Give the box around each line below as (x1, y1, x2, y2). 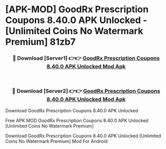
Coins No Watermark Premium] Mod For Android (5, 138, 108, 144)
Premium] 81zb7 (5, 36, 76, 48)
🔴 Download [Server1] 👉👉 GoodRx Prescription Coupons (12, 55, 160, 62)
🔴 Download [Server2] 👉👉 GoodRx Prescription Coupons (12, 88, 160, 95)
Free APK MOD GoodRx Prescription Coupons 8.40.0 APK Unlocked (5, 117, 149, 123)
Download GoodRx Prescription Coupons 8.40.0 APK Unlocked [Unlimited (5, 133, 161, 139)
